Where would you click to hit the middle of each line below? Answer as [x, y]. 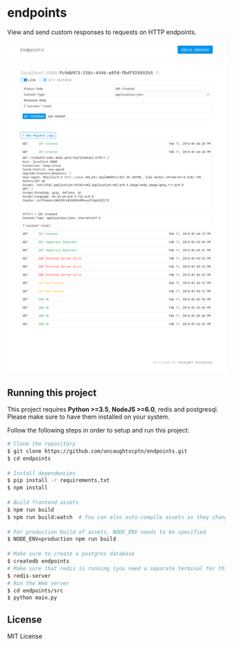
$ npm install [28, 488]
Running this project [52, 393]
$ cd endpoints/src [35, 590]
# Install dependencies [42, 473]
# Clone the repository [42, 444]
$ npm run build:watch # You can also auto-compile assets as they [108, 517]
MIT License [25, 636]
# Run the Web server [38, 583]
